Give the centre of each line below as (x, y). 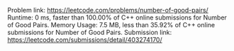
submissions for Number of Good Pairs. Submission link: (90, 32)
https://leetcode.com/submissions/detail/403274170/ (85, 40)
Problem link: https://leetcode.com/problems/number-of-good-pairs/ (108, 10)
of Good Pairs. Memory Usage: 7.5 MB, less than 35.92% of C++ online (111, 25)
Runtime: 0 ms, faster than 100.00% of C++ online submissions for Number (117, 17)
